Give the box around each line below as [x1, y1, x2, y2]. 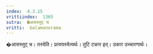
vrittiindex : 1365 [6, 14, 54, 20]
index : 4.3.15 [6, 8, 43, 15]
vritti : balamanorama [6, 24, 61, 31]
